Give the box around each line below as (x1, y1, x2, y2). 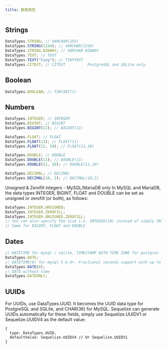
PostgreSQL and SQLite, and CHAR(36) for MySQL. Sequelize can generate (5, 306, 160, 312)
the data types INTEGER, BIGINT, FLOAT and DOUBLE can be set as (5, 190, 144, 196)
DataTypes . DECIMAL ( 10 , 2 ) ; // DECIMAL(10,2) (5, 175, 99, 180)
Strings (5, 26, 28, 34)
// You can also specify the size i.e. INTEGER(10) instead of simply (5, 219, 155, 224)
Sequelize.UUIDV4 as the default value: (5, 317, 86, 323)
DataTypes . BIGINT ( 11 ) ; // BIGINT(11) (5, 125, 83, 130)
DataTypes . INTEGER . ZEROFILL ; (5, 209, 66, 214)
